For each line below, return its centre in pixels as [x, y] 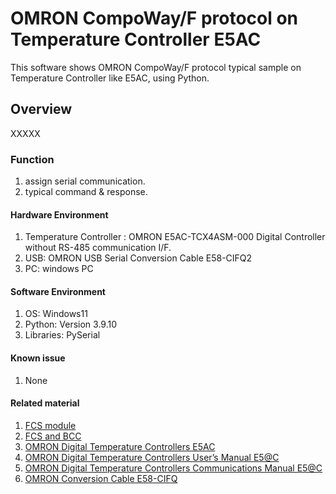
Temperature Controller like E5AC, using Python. [110, 78]
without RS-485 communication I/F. [98, 248]
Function [32, 159]
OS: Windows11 [56, 314]
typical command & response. [86, 192]
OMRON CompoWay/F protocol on [154, 18]
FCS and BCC [53, 436]
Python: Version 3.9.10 [71, 324]
